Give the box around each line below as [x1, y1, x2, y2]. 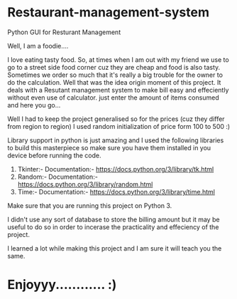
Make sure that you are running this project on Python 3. [7, 201, 172, 210]
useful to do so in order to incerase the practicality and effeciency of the [7, 222, 219, 231]
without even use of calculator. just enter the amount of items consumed [7, 93, 219, 102]
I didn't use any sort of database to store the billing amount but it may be [7, 215, 220, 224]
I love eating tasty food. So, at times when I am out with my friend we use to [7, 55, 229, 64]
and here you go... [7, 100, 61, 109]
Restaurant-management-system [7, 4, 209, 21]
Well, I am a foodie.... [7, 41, 69, 50]
